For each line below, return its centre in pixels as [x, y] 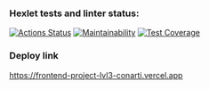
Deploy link [34, 56]
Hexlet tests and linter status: [74, 13]
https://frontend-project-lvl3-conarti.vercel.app [96, 75]
